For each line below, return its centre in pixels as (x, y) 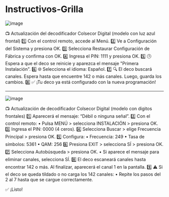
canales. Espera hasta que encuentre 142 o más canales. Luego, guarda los (83, 76)
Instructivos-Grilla (45, 9)
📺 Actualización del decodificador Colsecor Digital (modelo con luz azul (80, 33)
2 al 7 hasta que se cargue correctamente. (49, 179)
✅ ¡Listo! (14, 189)
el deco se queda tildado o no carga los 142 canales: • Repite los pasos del (83, 174)
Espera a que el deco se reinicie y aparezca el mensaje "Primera (72, 63)
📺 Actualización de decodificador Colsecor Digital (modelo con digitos (79, 108)
